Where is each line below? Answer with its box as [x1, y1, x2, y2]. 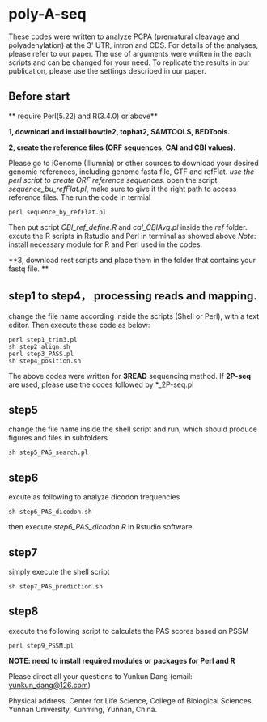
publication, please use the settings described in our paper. [8, 66, 206, 75]
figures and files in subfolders [8, 433, 108, 443]
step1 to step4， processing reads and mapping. [8, 289, 257, 304]
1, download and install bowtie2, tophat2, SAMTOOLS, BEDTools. [8, 126, 231, 136]
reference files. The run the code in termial [8, 192, 151, 202]
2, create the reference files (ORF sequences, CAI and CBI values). [8, 142, 236, 152]
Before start [8, 90, 70, 104]
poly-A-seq [8, 5, 87, 23]
